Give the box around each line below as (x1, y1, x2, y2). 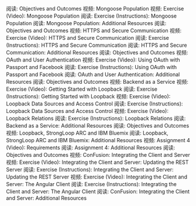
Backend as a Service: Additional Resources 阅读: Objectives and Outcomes (6, 122, 190, 129)
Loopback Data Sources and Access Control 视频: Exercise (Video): (6, 108, 169, 114)
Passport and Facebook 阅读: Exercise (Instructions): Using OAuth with (6, 64, 177, 70)
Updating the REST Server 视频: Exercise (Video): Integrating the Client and (6, 173, 187, 180)
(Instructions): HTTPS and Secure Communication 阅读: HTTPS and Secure (6, 42, 187, 49)
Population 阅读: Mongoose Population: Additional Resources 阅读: (6, 20, 167, 26)
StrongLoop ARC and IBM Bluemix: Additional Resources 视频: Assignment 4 (6, 137, 190, 143)
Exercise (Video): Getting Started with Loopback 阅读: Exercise (6, 85, 158, 92)
